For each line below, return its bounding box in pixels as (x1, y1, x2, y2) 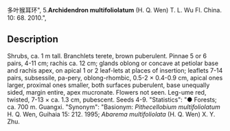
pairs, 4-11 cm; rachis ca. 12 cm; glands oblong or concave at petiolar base (7, 59, 218, 67)
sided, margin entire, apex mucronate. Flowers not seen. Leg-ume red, (7, 88, 207, 96)
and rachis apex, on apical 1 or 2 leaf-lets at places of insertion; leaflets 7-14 (7, 66, 223, 74)
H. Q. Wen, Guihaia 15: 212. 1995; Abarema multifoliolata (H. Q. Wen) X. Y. (7, 110, 216, 118)
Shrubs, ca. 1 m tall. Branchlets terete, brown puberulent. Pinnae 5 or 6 (7, 51, 207, 60)
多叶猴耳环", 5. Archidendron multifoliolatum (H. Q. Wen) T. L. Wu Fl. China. (7, 6, 222, 14)
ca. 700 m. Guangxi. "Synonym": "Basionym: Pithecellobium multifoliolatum (7, 102, 221, 111)
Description (7, 34, 58, 45)
